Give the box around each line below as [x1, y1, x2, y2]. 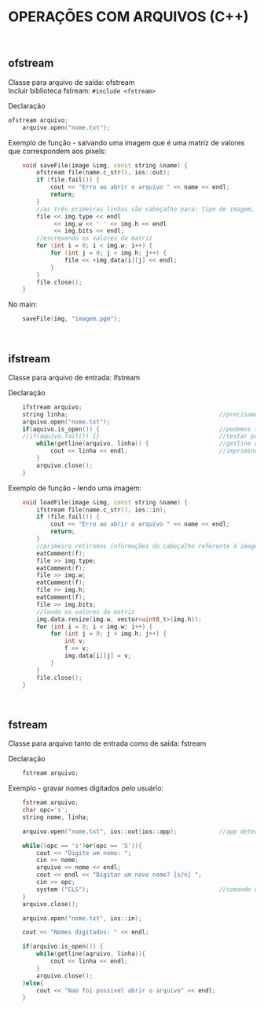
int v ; [64, 637, 86, 645]
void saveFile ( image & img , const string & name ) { [22, 161, 189, 169]
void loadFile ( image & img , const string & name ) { [22, 498, 189, 506]
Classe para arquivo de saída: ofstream [8, 77, 135, 86]
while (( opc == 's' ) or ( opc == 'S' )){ [22, 842, 143, 849]
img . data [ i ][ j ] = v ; [64, 652, 132, 660]
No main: [8, 299, 38, 310]
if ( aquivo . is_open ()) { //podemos [22, 425, 251, 433]
